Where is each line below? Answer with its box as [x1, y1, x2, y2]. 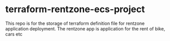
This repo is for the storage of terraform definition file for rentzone [5, 20, 145, 26]
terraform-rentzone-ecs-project [5, 4, 145, 15]
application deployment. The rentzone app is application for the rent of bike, [5, 25, 165, 31]
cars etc [5, 31, 23, 37]
